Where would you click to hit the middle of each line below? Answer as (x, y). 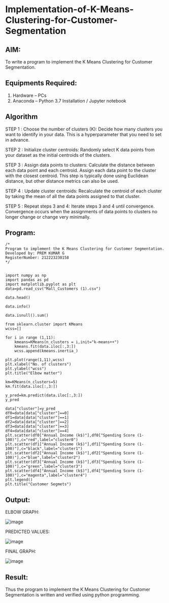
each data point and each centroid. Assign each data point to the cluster (81, 170)
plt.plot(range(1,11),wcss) (35, 360)
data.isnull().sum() (27, 316)
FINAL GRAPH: (21, 551)
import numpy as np (26, 276)
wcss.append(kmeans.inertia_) (46, 351)
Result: (17, 577)
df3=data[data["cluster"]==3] (37, 427)
